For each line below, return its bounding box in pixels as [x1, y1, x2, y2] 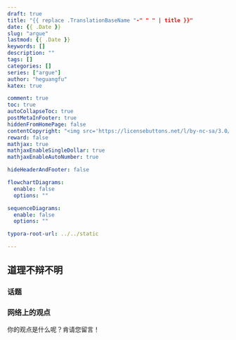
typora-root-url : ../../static [7, 230, 99, 237]
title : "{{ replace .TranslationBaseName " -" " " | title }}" [7, 17, 193, 24]
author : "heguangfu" [7, 75, 68, 83]
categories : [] [7, 63, 52, 70]
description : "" [7, 50, 55, 57]
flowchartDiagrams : [7, 179, 65, 186]
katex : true [7, 82, 42, 89]
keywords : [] [7, 43, 46, 50]
